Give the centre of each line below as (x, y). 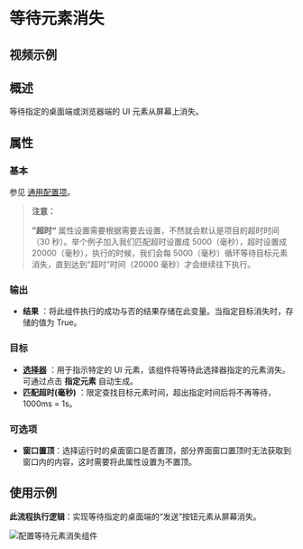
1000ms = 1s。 (50, 404)
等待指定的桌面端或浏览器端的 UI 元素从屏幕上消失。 (107, 112)
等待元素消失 (57, 19)
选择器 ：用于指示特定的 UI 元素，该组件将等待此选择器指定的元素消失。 (156, 369)
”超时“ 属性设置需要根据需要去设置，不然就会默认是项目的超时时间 (155, 230)
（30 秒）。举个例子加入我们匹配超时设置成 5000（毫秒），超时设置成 (159, 242)
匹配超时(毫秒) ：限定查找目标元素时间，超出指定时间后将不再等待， (149, 392)
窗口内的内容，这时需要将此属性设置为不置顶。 (109, 461)
